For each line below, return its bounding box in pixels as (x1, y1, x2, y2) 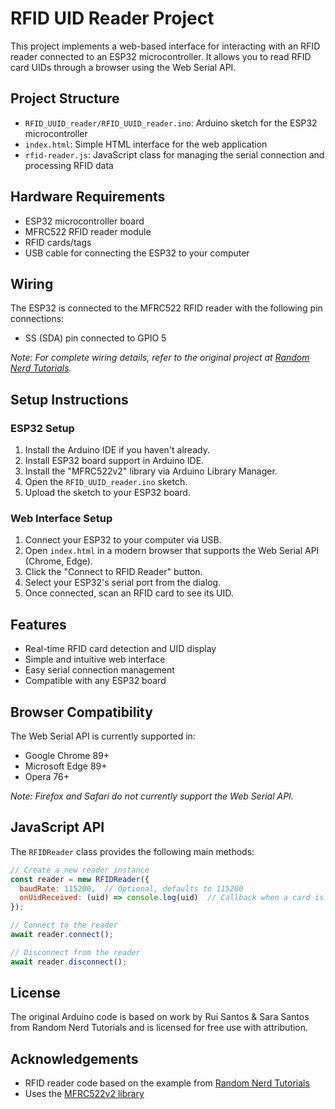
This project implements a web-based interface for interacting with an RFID (10, 40, 321, 52)
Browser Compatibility (10, 703, 153, 721)
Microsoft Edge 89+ (24, 760, 108, 772)
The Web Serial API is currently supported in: (10, 730, 196, 742)
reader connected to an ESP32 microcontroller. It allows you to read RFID (10, 50, 312, 62)
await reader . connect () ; (10, 930, 114, 940)
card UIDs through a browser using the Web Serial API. (10, 61, 237, 73)
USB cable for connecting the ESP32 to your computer (24, 247, 250, 259)
